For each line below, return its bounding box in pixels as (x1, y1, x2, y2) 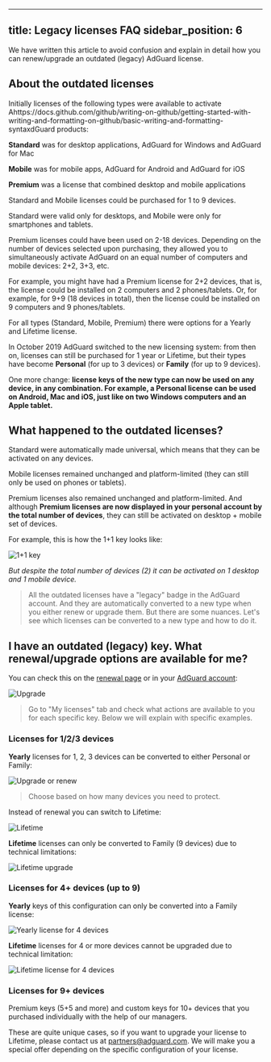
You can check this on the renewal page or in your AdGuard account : (8, 673, 238, 683)
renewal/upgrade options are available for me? (8, 652, 248, 665)
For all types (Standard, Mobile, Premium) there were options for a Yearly (8, 318, 252, 327)
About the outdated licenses (8, 77, 155, 91)
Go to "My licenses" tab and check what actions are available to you (27, 705, 256, 714)
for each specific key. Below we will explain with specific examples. (27, 713, 252, 723)
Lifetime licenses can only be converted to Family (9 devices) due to (8, 838, 237, 848)
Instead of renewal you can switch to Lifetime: (8, 807, 161, 817)
